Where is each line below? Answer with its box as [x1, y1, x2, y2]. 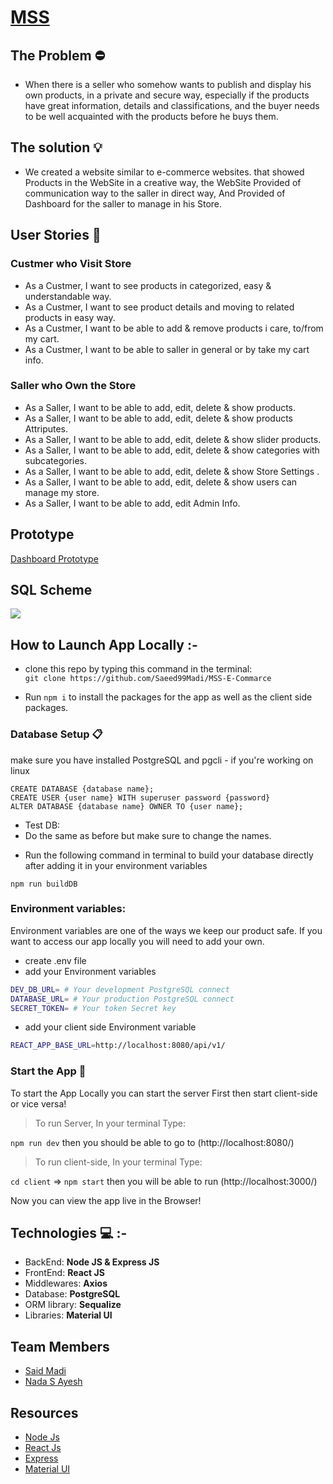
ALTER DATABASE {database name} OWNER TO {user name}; [10, 801, 244, 811]
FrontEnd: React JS [24, 1267, 105, 1279]
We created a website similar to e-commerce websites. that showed [24, 166, 305, 178]
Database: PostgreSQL [24, 1288, 121, 1300]
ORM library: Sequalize [24, 1299, 122, 1311]
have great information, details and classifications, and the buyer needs [24, 100, 320, 111]
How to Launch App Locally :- [10, 636, 198, 653]
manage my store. [24, 486, 100, 498]
